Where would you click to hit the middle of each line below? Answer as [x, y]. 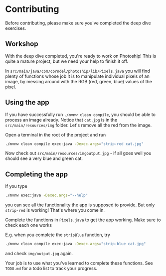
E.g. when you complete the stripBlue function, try [58, 235]
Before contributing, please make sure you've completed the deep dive [78, 23]
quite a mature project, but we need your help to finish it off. [67, 61]
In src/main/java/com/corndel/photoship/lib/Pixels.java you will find [78, 71]
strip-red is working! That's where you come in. [55, 210]
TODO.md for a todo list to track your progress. [51, 268]
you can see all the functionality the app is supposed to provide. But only [80, 205]
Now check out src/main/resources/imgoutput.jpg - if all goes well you [78, 153]
